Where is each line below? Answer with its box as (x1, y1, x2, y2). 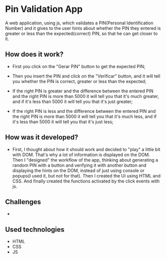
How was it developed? (5, 133, 78, 142)
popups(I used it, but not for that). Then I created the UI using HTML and (12, 173, 161, 178)
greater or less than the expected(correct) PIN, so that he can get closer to (5, 30, 158, 36)
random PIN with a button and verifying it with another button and (12, 162, 147, 168)
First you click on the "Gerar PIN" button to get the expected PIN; (12, 63, 146, 69)
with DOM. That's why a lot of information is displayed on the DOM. (12, 152, 150, 158)
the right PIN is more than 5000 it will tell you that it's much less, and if (12, 113, 157, 119)
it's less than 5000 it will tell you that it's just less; (12, 118, 114, 125)
